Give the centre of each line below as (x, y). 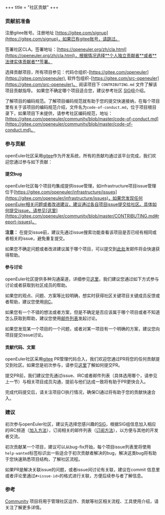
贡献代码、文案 (20, 347)
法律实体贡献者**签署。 (29, 62)
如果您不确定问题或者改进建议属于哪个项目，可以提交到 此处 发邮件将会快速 (80, 249)
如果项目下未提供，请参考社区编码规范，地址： (65, 113)
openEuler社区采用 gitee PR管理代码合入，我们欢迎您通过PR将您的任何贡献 (80, 359)
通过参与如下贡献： (33, 162)
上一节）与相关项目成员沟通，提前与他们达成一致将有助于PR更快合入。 (77, 382)
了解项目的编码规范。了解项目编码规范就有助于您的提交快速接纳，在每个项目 (82, 101)
